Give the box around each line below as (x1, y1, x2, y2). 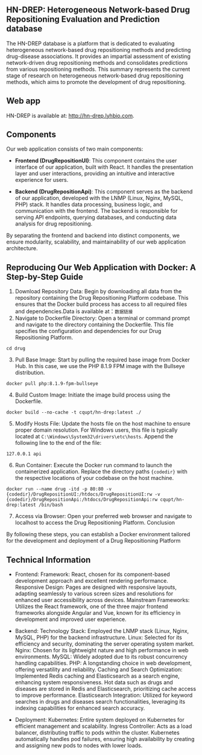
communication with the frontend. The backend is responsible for (14, 207, 178, 215)
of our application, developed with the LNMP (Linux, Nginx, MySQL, (14, 195, 183, 202)
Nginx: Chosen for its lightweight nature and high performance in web (14, 647, 189, 654)
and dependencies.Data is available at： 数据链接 (14, 308, 133, 315)
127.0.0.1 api (6, 451, 42, 457)
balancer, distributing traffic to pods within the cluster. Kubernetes (14, 729, 180, 736)
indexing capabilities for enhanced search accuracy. (14, 704, 145, 712)
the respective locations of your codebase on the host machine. (14, 475, 174, 482)
